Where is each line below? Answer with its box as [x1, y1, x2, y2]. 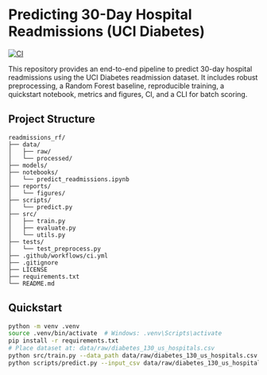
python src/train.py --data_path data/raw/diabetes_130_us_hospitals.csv [8, 352, 258, 360]
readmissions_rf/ [8, 133, 66, 141]
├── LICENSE [8, 265, 48, 273]
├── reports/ [8, 182, 52, 190]
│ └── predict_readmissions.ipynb [8, 175, 130, 184]
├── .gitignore [8, 258, 59, 267]
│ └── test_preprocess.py [8, 245, 102, 253]
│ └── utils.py [8, 230, 66, 239]
